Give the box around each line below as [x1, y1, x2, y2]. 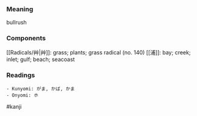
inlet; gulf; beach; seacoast [6, 56, 75, 63]
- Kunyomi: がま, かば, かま [6, 85, 75, 92]
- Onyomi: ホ [6, 92, 39, 98]
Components [6, 34, 46, 43]
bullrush [6, 19, 27, 26]
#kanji [6, 103, 22, 110]
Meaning [6, 5, 34, 13]
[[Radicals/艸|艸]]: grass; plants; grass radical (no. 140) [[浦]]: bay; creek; [6, 48, 191, 56]
